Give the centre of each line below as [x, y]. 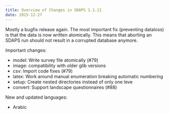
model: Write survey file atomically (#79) [56, 60]
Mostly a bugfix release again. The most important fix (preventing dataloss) [85, 29]
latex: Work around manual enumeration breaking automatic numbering [88, 76]
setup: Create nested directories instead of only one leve [73, 82]
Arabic [20, 107]
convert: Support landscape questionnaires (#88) [65, 87]
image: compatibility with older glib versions [59, 65]
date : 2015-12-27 [24, 15]
